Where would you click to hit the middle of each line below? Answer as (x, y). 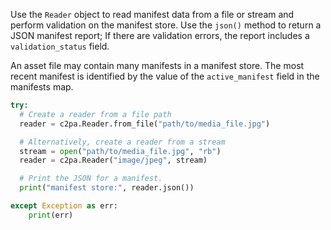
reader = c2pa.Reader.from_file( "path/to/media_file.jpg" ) (145, 124)
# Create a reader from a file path (95, 114)
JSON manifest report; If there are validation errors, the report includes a (160, 35)
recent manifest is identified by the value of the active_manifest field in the (165, 76)
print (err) (51, 215)
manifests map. (42, 87)
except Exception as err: (64, 206)
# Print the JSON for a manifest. (91, 179)
